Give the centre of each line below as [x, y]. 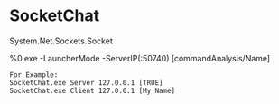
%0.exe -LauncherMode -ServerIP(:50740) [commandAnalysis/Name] [140, 58]
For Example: [34, 75]
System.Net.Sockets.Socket [61, 41]
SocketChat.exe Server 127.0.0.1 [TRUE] [87, 82]
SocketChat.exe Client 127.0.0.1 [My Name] [93, 90]
